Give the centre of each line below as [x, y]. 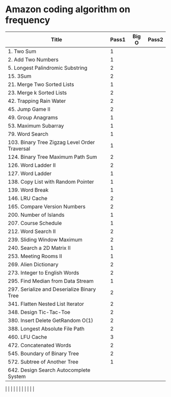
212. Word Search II [32, 231]
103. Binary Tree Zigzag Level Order [51, 142]
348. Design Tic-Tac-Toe [39, 312]
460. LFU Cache [27, 337]
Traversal [19, 149]
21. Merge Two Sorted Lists [41, 84]
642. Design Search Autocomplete [49, 370]
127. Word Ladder [30, 173]
